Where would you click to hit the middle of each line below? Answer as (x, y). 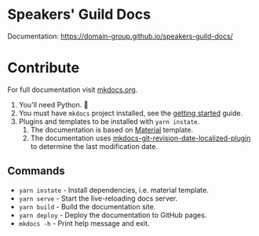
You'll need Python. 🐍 (53, 104)
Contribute (44, 68)
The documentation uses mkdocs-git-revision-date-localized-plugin (140, 138)
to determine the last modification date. (94, 146)
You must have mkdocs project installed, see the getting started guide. (131, 113)
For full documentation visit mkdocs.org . (73, 89)
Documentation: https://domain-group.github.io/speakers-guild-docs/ (120, 36)
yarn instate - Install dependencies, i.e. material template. (113, 190)
